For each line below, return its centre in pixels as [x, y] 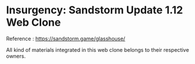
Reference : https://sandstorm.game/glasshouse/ [66, 38]
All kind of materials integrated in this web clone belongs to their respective [98, 49]
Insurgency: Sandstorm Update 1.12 [95, 10]
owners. [16, 56]
